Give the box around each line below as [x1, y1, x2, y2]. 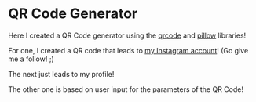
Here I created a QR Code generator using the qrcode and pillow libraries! [8, 31, 247, 40]
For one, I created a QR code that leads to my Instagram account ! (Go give [8, 46, 249, 55]
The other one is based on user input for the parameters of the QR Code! [8, 84, 243, 94]
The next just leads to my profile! [8, 69, 115, 78]
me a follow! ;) [8, 54, 55, 64]
